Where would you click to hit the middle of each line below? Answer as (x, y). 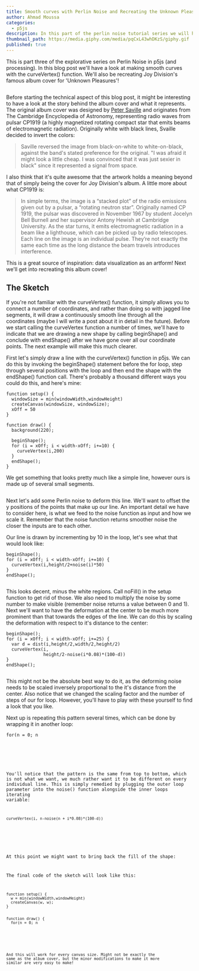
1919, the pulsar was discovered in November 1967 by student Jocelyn (106, 214)
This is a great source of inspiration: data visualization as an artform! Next (96, 263)
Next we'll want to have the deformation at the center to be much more (93, 610)
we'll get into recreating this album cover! (57, 269)
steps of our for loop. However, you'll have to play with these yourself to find (99, 700)
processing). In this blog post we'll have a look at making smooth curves (94, 68)
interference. (36, 251)
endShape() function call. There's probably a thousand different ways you (96, 377)
